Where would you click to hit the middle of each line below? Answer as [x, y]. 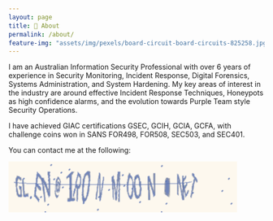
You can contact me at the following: [70, 150]
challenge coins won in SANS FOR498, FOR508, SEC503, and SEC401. [127, 135]
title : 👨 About [34, 26]
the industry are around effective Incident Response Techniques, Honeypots [136, 93]
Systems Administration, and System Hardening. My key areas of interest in [135, 84]
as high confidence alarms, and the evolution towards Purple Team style [129, 102]
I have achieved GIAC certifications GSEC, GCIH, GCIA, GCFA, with [120, 126]
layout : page [30, 17]
